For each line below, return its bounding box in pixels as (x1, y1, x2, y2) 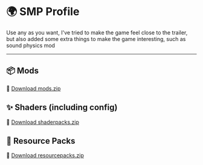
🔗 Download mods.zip (6, 85, 61, 92)
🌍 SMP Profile (6, 5, 80, 19)
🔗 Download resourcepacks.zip (6, 152, 85, 159)
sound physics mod (6, 42, 56, 49)
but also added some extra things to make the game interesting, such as (6, 35, 186, 42)
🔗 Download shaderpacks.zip (6, 118, 80, 126)
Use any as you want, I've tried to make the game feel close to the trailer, (6, 28, 188, 36)
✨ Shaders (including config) (6, 102, 118, 112)
